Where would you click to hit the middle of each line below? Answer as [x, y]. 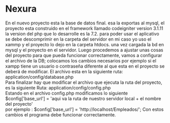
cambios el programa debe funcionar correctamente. [61, 114]
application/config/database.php [39, 77]
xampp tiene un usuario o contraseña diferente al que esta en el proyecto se [85, 66]
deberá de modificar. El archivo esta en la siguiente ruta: [64, 71]
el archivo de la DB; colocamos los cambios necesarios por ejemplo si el [81, 60]
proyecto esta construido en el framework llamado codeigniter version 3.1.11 [84, 28]
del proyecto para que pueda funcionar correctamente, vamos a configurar [84, 55]
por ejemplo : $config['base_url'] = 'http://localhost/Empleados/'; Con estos [84, 109]
